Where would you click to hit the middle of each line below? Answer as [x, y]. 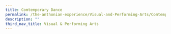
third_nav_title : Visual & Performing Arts [52, 24]
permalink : [17, 14]
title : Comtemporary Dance [34, 10]
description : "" [22, 19]
